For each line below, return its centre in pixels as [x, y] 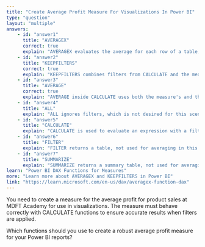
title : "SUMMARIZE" [47, 159]
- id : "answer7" [38, 154]
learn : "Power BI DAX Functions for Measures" [67, 171]
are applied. [21, 219]
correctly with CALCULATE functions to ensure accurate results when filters [102, 212]
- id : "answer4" [38, 102]
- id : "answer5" [38, 120]
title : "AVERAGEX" [46, 40]
